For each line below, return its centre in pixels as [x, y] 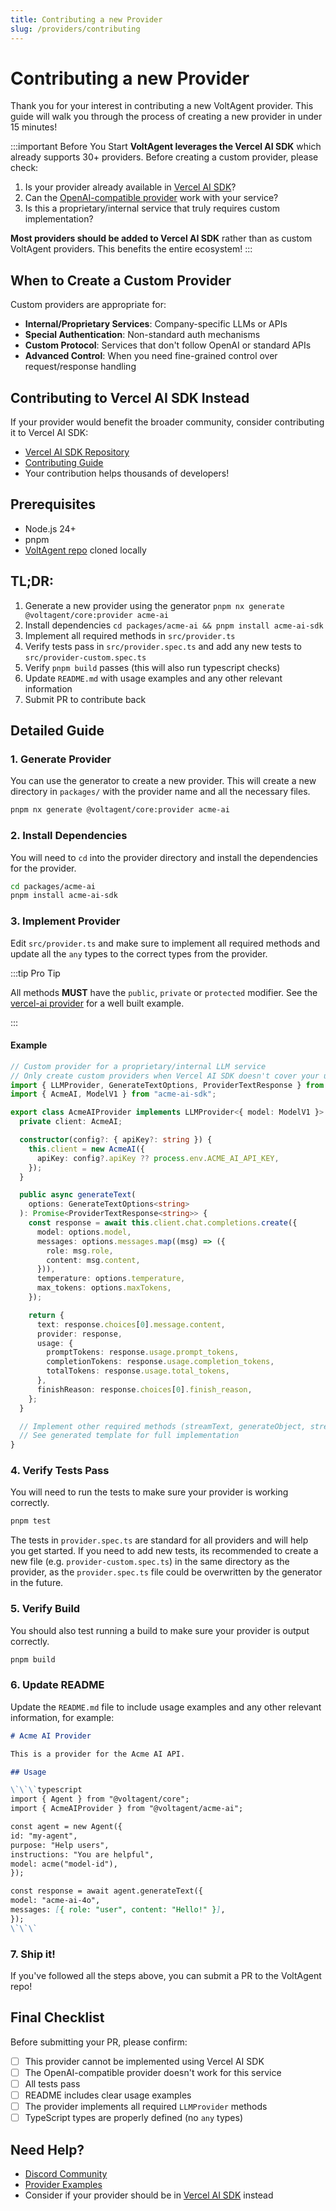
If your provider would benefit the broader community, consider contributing [167, 422]
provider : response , [79, 1334]
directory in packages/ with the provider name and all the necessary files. [160, 792]
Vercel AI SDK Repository [77, 452]
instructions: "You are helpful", [82, 1854]
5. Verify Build [45, 1609]
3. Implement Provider [65, 921]
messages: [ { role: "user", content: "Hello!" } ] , [118, 1910]
